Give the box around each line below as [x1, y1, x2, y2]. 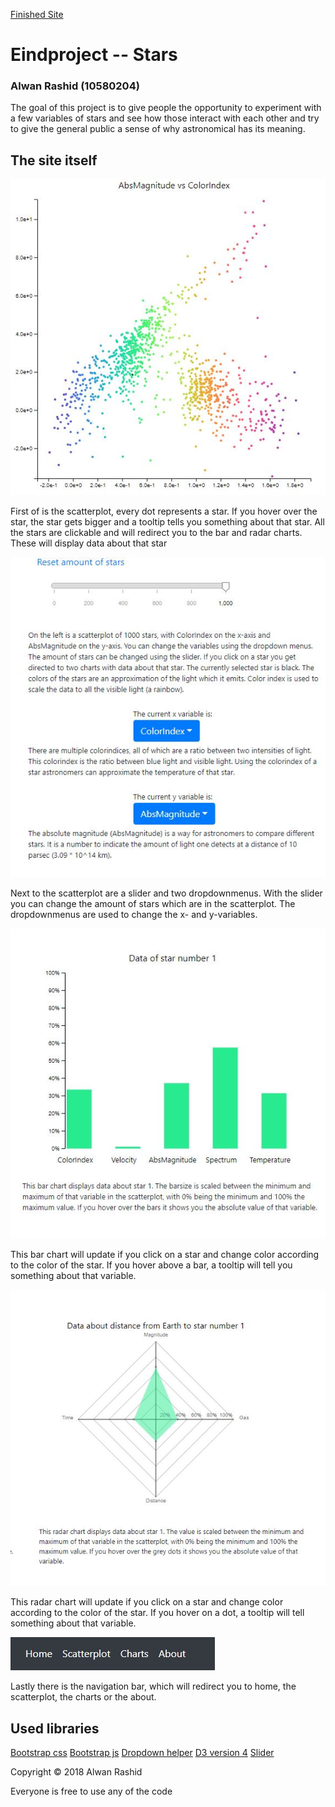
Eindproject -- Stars [10, 44, 178, 66]
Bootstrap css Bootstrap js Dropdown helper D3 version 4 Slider [10, 1747, 275, 1758]
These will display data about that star [10, 537, 168, 549]
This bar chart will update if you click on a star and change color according [10, 1249, 320, 1261]
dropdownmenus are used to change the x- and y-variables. [10, 909, 258, 921]
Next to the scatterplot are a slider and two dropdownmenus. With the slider [10, 887, 323, 899]
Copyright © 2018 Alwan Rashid [10, 1766, 143, 1778]
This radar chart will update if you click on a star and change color [10, 1596, 284, 1608]
